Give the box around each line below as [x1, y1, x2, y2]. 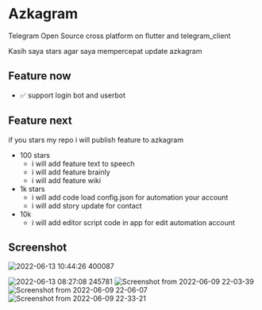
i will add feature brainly [31, 167, 111, 177]
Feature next [8, 114, 73, 128]
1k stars [19, 184, 45, 193]
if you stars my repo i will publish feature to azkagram [8, 135, 184, 144]
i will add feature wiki [31, 175, 102, 185]
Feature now [8, 69, 71, 83]
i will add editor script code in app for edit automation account [31, 217, 236, 227]
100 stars [19, 150, 50, 159]
